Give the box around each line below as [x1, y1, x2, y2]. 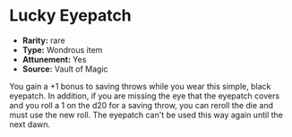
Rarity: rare [21, 35, 65, 46]
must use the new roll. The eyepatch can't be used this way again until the [9, 109, 284, 120]
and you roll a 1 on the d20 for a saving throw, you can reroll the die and [9, 99, 274, 110]
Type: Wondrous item [21, 44, 103, 55]
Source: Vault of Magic [21, 64, 109, 74]
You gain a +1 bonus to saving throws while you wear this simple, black [9, 81, 271, 91]
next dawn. [9, 118, 51, 130]
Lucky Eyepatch [9, 5, 132, 26]
